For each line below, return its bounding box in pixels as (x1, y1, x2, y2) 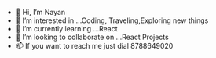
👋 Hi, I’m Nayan (15, 8, 66, 16)
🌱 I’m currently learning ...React (15, 24, 118, 33)
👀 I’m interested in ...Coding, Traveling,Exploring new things (15, 16, 209, 25)
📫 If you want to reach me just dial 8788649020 (15, 42, 174, 50)
